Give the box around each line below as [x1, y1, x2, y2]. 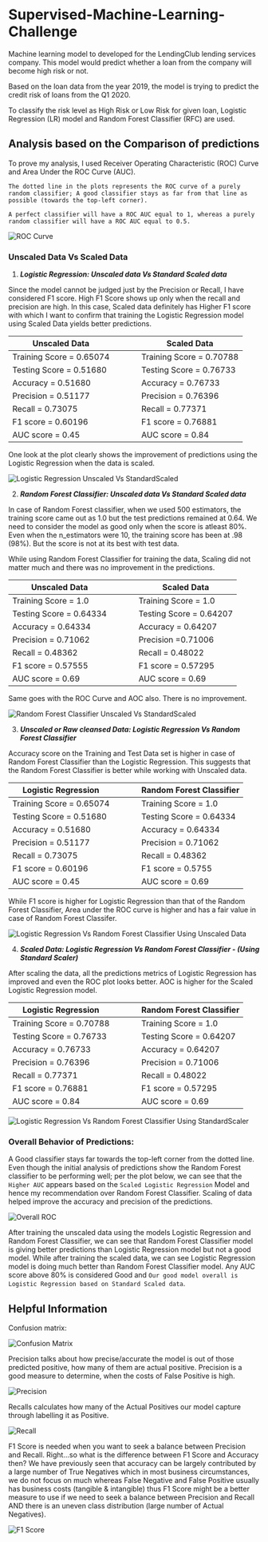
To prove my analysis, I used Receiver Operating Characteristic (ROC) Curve [8, 158, 259, 168]
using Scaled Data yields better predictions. [8, 319, 152, 329]
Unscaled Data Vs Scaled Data [8, 251, 128, 262]
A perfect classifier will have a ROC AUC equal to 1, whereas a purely [8, 210, 255, 218]
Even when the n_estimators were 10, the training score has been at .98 [8, 530, 243, 540]
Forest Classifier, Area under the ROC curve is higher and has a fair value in [8, 905, 257, 914]
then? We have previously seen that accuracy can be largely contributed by [8, 1459, 257, 1468]
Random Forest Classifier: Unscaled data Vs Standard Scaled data [19, 489, 246, 499]
